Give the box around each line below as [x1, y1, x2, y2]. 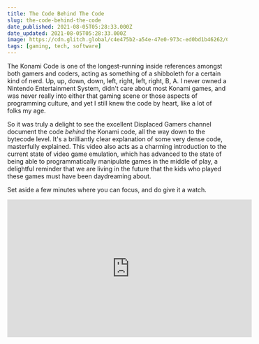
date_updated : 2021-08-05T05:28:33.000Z [7, 29, 127, 37]
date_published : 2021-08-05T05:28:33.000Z [7, 23, 133, 30]
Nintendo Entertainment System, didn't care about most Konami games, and [7, 85, 225, 92]
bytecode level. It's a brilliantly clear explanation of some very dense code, [7, 135, 223, 143]
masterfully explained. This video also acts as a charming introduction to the [7, 143, 227, 150]
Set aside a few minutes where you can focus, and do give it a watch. [7, 186, 207, 194]
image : [7, 36, 27, 43]
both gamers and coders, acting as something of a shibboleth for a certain [7, 69, 221, 78]
